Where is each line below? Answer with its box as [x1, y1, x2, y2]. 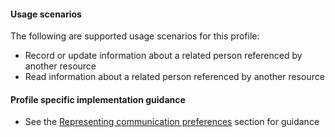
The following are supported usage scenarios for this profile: [10, 30, 260, 42]
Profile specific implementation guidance [10, 93, 186, 105]
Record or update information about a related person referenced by [24, 50, 303, 62]
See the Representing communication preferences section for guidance [24, 116, 320, 128]
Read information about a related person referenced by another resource [24, 71, 325, 83]
